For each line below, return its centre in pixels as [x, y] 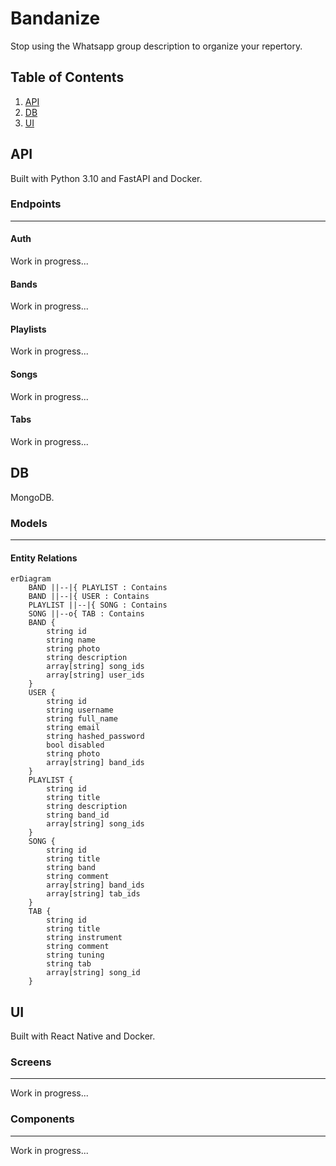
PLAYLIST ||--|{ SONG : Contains [98, 605]
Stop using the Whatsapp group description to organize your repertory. [156, 46]
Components [42, 1119]
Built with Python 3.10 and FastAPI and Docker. [106, 178]
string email [73, 728]
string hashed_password [95, 737]
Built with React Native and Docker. [83, 1036]
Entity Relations [44, 558]
